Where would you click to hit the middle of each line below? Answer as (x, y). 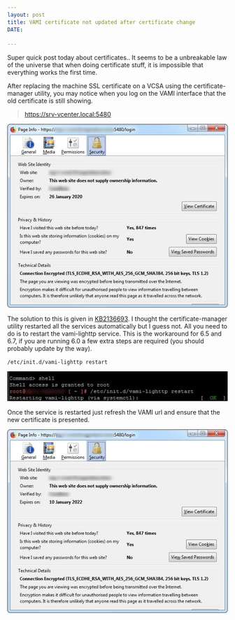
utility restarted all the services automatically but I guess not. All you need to (117, 326)
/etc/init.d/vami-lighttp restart (58, 362)
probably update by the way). (50, 349)
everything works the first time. (52, 73)
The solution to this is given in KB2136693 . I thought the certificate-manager (117, 319)
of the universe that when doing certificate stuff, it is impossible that (106, 65)
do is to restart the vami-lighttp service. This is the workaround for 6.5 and (115, 334)
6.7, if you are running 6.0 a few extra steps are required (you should (106, 341)
